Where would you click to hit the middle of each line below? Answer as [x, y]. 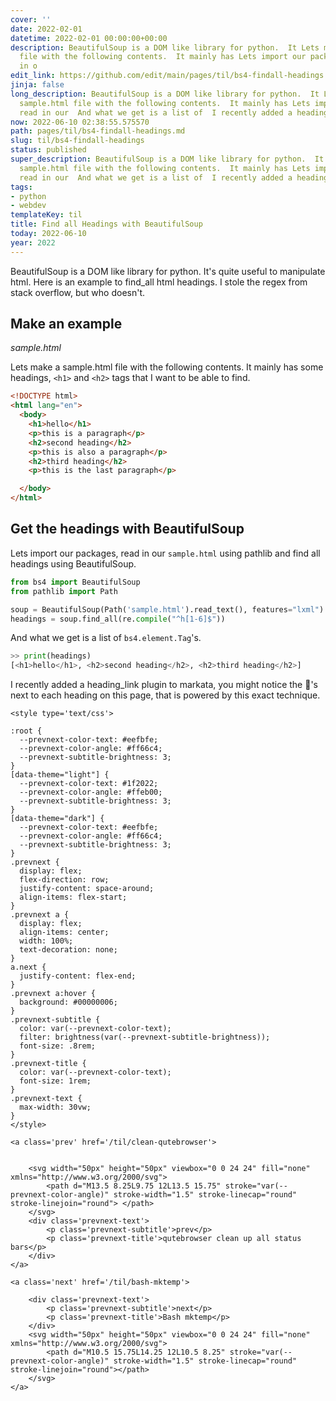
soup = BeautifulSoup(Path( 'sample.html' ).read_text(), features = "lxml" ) [167, 609]
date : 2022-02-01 [46, 29]
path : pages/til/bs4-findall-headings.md [98, 131]
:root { [26, 731]
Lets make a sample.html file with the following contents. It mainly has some [167, 367]
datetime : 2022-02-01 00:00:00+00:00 [89, 38]
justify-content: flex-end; [78, 976]
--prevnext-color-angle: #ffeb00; [91, 792]
